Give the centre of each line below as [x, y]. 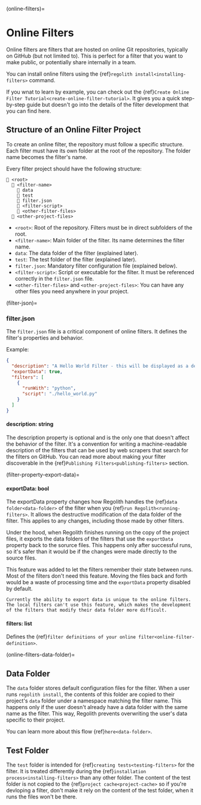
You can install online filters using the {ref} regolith [69, 74]
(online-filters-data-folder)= [41, 655]
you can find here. [29, 111]
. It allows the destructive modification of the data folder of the [105, 515]
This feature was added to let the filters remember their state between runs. [100, 570]
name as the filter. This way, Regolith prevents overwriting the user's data [97, 714]
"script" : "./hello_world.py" [60, 394]
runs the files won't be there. [42, 797]
